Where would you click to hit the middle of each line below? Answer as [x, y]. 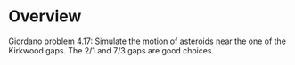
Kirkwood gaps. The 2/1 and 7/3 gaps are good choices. [111, 50]
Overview [45, 16]
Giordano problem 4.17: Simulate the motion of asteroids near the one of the [147, 41]
